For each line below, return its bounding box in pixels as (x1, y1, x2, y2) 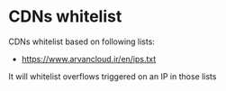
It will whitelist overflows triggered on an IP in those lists (8, 70, 217, 82)
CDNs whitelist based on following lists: (8, 36, 155, 47)
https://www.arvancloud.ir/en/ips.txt (21, 53, 157, 64)
